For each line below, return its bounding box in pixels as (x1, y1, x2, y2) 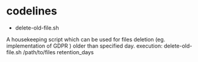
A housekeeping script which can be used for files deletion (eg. (6, 36, 166, 43)
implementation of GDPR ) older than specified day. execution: (6, 42, 163, 49)
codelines (6, 4, 57, 18)
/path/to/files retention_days (23, 48, 94, 55)
